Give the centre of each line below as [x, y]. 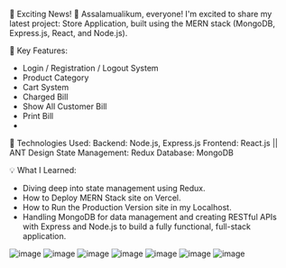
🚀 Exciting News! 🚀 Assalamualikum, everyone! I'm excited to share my [141, 14]
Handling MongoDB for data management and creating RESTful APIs [149, 217]
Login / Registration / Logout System [91, 68]
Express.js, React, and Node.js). [69, 33]
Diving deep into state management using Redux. [114, 188]
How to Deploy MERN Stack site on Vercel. [101, 198]
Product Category [55, 78]
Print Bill [38, 116]
